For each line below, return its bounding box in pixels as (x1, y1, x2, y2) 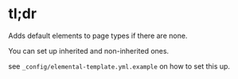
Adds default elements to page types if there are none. (8, 31, 188, 40)
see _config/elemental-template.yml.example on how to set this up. (8, 61, 231, 71)
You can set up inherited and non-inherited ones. (8, 46, 170, 55)
